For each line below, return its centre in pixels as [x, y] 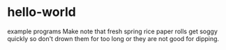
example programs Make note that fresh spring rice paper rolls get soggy [112, 31]
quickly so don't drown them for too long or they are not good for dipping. [113, 38]
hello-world [42, 12]
